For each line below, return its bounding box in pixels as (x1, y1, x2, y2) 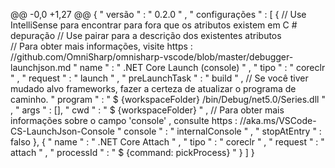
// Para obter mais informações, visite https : (10, 40, 193, 52)
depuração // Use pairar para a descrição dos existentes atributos (10, 30, 282, 41)
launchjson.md (10, 62, 72, 73)
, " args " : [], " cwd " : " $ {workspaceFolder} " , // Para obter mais (10, 104, 285, 116)
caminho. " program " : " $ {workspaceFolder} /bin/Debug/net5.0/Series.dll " (10, 94, 326, 105)
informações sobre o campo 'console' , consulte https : (10, 115, 238, 126)
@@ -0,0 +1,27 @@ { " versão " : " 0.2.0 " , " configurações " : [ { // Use (10, 9, 307, 20)
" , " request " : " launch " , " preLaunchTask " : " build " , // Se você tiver (10, 72, 309, 84)
